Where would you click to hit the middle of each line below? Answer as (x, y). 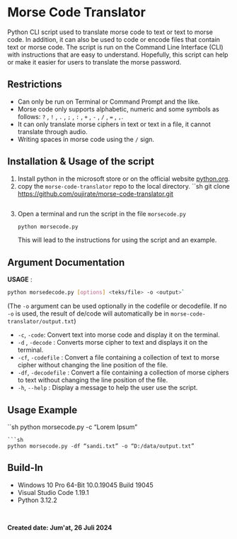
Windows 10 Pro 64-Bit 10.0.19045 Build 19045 (85, 485)
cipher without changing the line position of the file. (93, 365)
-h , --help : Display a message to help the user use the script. (108, 388)
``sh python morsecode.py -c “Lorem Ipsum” (73, 427)
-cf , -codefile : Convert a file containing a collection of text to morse (118, 357)
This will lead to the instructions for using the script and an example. (117, 240)
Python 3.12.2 (37, 500)
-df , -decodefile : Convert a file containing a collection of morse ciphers (123, 372)
